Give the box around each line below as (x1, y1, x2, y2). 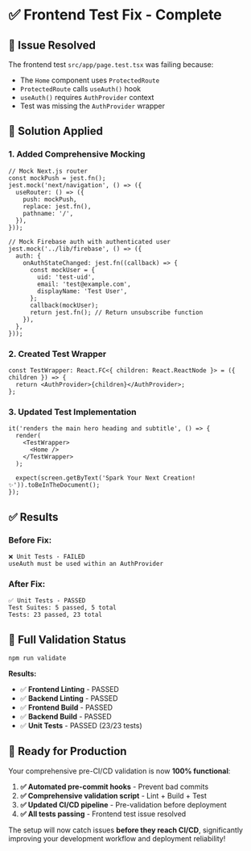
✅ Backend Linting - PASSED (19, 693, 118, 703)
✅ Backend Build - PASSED (19, 711, 112, 721)
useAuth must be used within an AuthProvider (8, 560, 163, 568)
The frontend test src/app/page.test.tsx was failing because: (8, 60, 214, 69)
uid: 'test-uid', (37, 273, 95, 281)
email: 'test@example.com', (37, 280, 131, 288)
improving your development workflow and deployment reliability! (8, 833, 226, 843)
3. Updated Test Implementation (8, 406, 137, 417)
